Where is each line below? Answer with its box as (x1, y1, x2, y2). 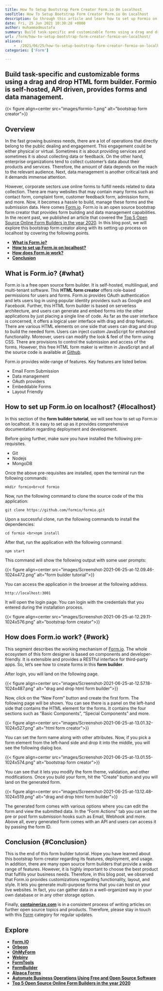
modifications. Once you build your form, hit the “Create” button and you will (5, 774, 158, 780)
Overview (5, 125, 35, 133)
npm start (5, 548, 25, 554)
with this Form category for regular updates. (5, 912, 94, 918)
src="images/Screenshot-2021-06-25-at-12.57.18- (51, 680, 152, 686)
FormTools (12, 959, 34, 966)
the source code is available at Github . (5, 349, 81, 355)
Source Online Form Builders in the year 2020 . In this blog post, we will (5, 220, 147, 226)
